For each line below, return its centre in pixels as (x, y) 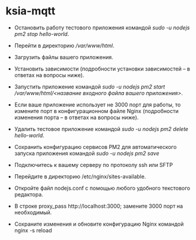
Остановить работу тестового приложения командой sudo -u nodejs (102, 28)
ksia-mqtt (31, 11)
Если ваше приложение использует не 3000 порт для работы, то (97, 104)
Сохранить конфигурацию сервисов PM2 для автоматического (96, 147)
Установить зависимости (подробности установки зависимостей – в (102, 69)
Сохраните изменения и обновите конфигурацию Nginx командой (99, 224)
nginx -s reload (33, 230)
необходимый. (33, 212)
